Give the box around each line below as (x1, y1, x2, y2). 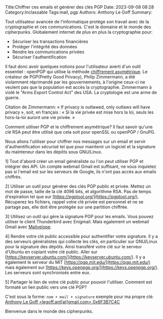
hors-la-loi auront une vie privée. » (5, 115, 75, 120)
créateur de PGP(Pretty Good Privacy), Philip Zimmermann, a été (5, 74, 136, 80)
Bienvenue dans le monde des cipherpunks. (5, 308, 94, 314)
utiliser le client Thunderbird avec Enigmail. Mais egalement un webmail (5, 219, 149, 224)
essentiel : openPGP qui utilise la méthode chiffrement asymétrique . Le (5, 69, 148, 75)
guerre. (5, 95, 20, 100)
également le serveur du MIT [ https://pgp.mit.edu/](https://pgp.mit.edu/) (5, 259, 151, 265)
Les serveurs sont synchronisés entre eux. (5, 270, 91, 275)
